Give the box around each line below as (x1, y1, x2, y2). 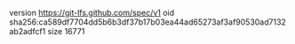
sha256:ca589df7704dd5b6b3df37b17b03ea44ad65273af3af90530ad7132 (9, 17, 287, 27)
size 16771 (47, 26, 85, 36)
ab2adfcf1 (9, 26, 46, 36)
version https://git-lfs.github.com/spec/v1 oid (9, 8, 175, 18)
